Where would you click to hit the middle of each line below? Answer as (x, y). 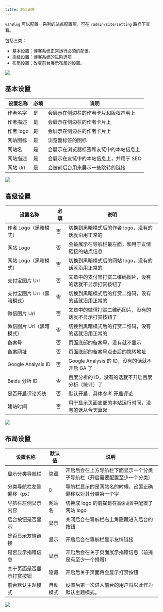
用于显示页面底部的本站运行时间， (107, 403)
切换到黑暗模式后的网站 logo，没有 (108, 261)
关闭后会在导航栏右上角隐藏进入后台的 (109, 520)
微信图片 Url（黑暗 (29, 326)
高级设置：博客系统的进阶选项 (42, 57)
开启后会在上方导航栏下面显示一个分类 (109, 471)
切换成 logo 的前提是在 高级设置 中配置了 (109, 503)
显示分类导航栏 (25, 474)
